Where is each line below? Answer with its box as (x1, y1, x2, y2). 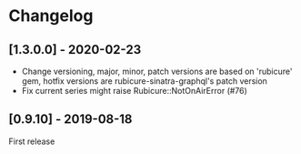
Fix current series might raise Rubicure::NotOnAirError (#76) (21, 86, 247, 96)
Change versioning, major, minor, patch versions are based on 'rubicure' (21, 66, 293, 77)
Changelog (8, 5, 94, 26)
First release (8, 136, 55, 147)
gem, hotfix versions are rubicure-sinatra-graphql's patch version (21, 76, 267, 87)
